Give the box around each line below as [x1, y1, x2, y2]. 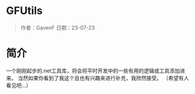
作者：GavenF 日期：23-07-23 [20, 24, 95, 31]
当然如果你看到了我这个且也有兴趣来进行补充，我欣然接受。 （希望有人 [17, 74, 189, 81]
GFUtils [6, 4, 43, 18]
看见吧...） [6, 82, 32, 89]
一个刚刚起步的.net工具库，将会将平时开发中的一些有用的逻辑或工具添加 [6, 67, 180, 74]
